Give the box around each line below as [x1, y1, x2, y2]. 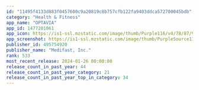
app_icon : [6, 31, 31, 37]
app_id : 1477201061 [6, 25, 54, 31]
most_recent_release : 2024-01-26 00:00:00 [6, 58, 113, 64]
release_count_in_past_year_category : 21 [6, 69, 110, 75]
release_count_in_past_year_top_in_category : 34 [6, 75, 129, 81]
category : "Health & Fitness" [6, 14, 81, 20]
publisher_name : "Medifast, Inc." [6, 47, 92, 53]
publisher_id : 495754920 [6, 42, 68, 48]
